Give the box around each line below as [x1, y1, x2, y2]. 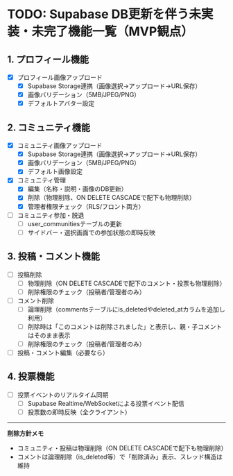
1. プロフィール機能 [7, 53, 89, 65]
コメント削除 [17, 296, 54, 305]
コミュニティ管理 [17, 176, 66, 185]
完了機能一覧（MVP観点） [44, 24, 194, 40]
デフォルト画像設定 [27, 167, 83, 176]
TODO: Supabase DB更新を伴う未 [7, 6, 202, 22]
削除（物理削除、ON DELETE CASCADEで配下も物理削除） [27, 194, 196, 202]
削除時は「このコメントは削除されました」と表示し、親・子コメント [27, 322, 223, 330]
